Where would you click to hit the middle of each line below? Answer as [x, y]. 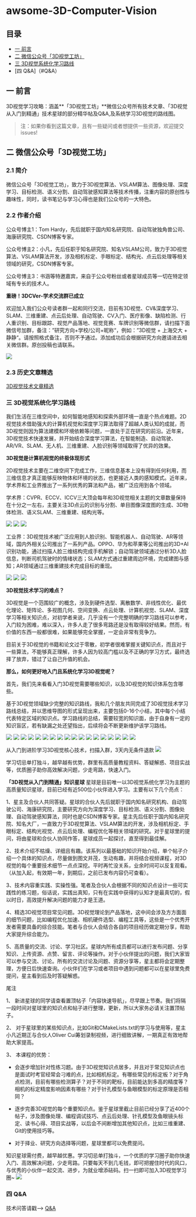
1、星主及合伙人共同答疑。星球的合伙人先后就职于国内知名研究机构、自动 [94, 802]
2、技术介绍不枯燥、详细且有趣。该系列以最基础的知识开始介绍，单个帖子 [94, 851]
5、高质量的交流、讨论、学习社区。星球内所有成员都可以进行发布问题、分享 [97, 947]
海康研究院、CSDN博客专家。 [41, 236]
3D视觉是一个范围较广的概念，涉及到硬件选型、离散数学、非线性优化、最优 [96, 603]
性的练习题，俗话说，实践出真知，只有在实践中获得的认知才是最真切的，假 [100, 893]
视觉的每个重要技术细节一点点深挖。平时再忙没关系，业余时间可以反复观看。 [98, 866]
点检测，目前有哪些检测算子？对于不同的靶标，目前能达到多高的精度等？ [101, 1082]
